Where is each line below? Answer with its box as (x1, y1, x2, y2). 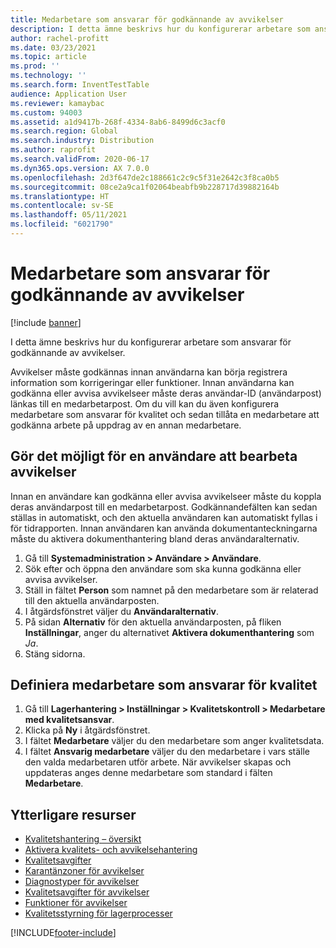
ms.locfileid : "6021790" (10, 219, 114, 230)
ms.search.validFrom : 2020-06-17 (10, 154, 150, 164)
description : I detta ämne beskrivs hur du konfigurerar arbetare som (10, 24, 311, 34)
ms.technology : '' (10, 71, 87, 81)
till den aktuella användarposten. (24, 594, 160, 606)
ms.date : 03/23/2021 (10, 42, 97, 53)
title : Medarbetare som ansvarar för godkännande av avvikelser (10, 14, 284, 25)
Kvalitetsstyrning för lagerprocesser (24, 907, 173, 920)
